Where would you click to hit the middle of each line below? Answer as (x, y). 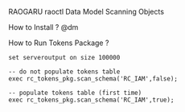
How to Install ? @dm (43, 27)
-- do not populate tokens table (64, 72)
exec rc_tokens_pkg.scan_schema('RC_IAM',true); (91, 100)
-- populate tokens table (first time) (75, 93)
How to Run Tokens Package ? (59, 43)
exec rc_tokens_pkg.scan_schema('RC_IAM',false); (93, 79)
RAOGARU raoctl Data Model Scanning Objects (86, 12)
